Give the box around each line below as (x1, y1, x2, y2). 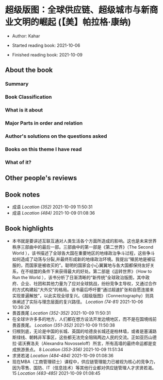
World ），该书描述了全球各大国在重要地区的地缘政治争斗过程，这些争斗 (12, 250, 155, 256)
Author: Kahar (12, 33, 40, 39)
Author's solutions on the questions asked (5, 132, 108, 139)
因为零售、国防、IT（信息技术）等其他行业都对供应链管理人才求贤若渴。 (12, 364, 157, 370)
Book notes (5, 190, 40, 199)
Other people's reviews (5, 174, 77, 182)
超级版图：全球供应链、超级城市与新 (5, 4, 150, 16)
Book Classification (5, 93, 52, 100)
